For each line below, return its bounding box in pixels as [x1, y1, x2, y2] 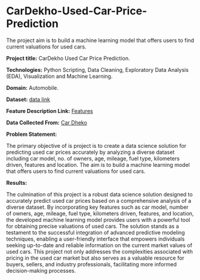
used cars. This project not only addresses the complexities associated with [6, 248, 193, 255]
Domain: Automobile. [6, 84, 59, 91]
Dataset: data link [6, 96, 51, 103]
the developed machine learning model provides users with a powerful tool [6, 216, 190, 223]
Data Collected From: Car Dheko [6, 118, 88, 126]
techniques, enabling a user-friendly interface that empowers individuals [6, 235, 185, 242]
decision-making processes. [6, 267, 76, 274]
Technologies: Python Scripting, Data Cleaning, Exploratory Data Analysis [6, 66, 189, 73]
